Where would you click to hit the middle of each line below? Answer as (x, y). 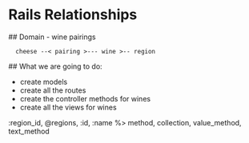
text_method (29, 131)
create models (44, 81)
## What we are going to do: (55, 66)
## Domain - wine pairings (52, 37)
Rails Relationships (73, 15)
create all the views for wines (68, 107)
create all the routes (53, 90)
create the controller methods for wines (85, 98)
